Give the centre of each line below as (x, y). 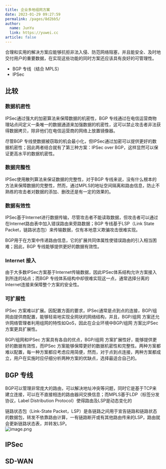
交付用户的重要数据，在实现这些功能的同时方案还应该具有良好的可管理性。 (81, 58)
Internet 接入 (21, 261)
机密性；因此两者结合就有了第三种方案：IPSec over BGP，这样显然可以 (82, 147)
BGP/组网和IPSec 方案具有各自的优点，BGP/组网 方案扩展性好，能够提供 (79, 339)
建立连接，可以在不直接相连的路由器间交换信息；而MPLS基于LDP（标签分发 (82, 394)
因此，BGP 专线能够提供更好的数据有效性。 (58, 247)
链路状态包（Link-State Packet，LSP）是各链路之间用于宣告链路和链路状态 (81, 411)
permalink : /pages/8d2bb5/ (33, 19)
